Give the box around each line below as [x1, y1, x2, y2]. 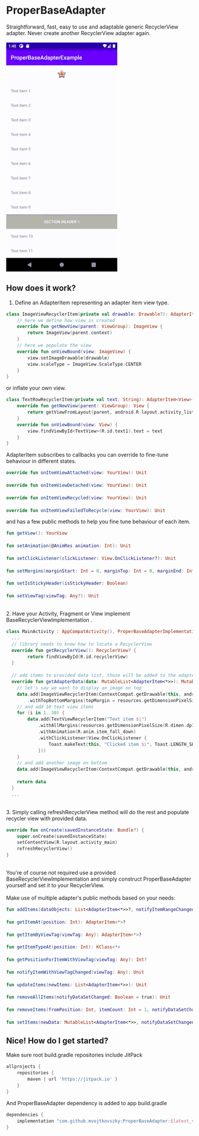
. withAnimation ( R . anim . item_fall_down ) [37, 729, 136, 735]
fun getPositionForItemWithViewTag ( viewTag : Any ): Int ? [6, 957, 147, 963]
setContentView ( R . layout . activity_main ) [17, 840, 118, 846]
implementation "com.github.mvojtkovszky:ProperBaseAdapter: [17, 1118, 171, 1124]
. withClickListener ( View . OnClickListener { [37, 735, 147, 741]
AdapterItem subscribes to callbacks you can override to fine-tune [6, 451, 169, 458]
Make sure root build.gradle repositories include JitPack [6, 1052, 143, 1059]
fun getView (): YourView [6, 530, 68, 536]
